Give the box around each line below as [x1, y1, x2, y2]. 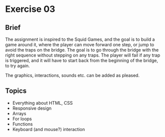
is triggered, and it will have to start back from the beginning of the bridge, [5, 58, 159, 63]
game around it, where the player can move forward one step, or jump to [5, 42, 155, 48]
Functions [12, 121, 33, 127]
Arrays [12, 110, 26, 116]
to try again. [5, 63, 30, 68]
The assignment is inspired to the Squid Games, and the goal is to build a [5, 36, 155, 42]
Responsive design [12, 105, 52, 111]
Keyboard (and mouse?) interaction [12, 126, 85, 132]
